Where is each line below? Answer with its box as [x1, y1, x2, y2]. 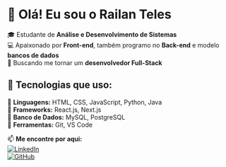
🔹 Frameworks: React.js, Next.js [7, 105, 102, 114]
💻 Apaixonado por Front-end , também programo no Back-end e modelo [7, 40, 220, 49]
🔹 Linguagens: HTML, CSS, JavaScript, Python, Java [7, 98, 162, 106]
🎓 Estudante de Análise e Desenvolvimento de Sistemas [7, 30, 177, 38]
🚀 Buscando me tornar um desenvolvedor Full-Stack [7, 58, 162, 67]
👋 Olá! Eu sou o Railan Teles [7, 6, 172, 23]
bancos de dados [7, 51, 59, 59]
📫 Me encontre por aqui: [7, 134, 83, 143]
